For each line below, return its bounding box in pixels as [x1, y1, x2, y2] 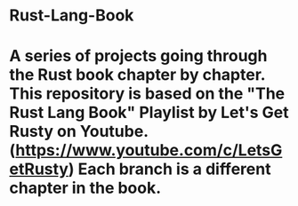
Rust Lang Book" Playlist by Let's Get [9, 103, 289, 123]
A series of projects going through [9, 46, 268, 67]
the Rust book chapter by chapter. [9, 65, 266, 85]
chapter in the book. [9, 178, 162, 198]
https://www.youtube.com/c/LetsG [15, 140, 283, 161]
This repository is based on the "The [9, 83, 286, 104]
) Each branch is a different [68, 159, 271, 179]
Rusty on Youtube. [9, 122, 149, 142]
